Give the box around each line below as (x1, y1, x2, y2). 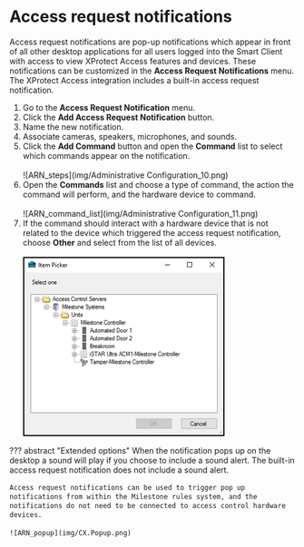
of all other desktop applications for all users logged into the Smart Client (9, 45, 283, 56)
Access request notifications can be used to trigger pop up (9, 483, 246, 492)
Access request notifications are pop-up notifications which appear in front (9, 36, 291, 47)
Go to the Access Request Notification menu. (22, 102, 196, 112)
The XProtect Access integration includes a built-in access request (9, 74, 260, 85)
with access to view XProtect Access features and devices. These (9, 55, 257, 66)
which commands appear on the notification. (22, 150, 191, 161)
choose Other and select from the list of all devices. (22, 237, 218, 248)
